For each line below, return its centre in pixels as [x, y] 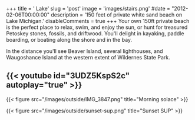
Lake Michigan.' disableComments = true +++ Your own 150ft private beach [98, 21]
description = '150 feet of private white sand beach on [117, 15]
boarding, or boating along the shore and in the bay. [69, 40]
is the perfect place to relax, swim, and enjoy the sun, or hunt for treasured [97, 27]
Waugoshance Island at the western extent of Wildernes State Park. [88, 57]
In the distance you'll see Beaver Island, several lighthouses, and [85, 51]
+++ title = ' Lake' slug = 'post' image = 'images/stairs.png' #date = [88, 9]
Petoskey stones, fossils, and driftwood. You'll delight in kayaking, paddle [95, 34]
